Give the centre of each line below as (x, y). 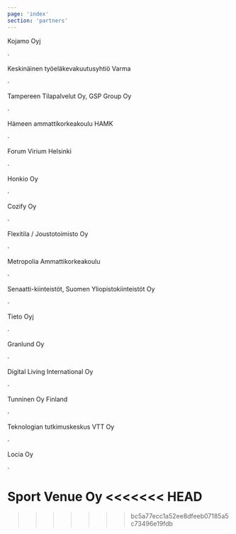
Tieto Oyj (21, 316)
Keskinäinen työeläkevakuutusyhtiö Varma (69, 68)
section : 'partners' (38, 21)
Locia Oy (21, 454)
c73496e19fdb (152, 524)
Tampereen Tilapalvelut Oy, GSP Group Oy (69, 96)
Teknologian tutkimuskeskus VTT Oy (61, 427)
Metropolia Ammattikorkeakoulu (54, 261)
